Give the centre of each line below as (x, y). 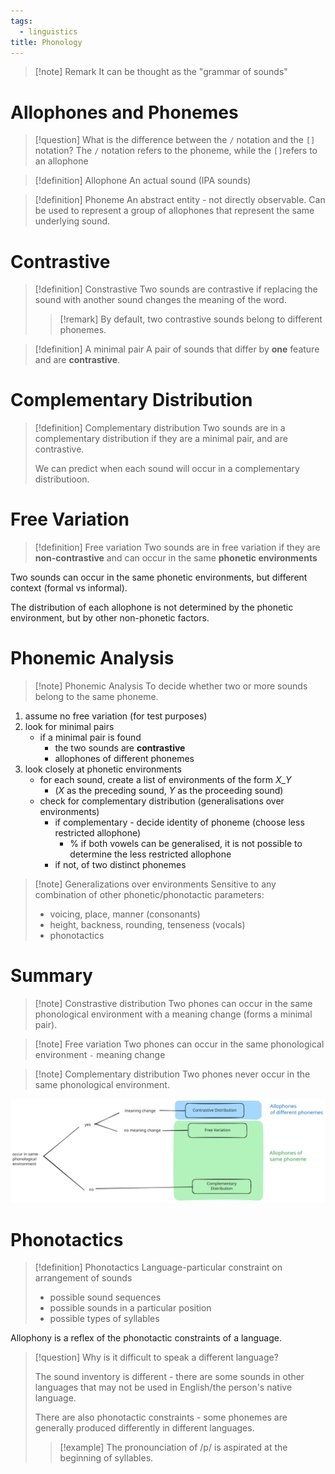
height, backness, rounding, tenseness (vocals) (147, 925)
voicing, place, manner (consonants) (125, 914)
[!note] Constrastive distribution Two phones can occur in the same (173, 1003)
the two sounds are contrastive (120, 748)
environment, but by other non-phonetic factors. (110, 618)
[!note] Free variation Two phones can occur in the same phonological (179, 1044)
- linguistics (48, 31)
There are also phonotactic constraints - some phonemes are (161, 1417)
